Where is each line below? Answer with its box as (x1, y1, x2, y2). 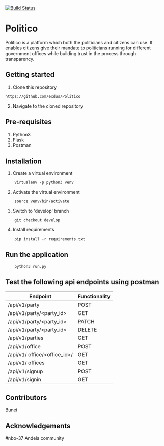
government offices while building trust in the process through (5, 50, 136, 56)
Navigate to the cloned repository (12, 102, 83, 109)
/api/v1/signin (8, 376, 42, 383)
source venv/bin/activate (14, 199, 70, 204)
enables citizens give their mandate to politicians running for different (5, 45, 151, 51)
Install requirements (12, 227, 54, 233)
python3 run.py (14, 264, 47, 269)
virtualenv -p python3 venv (14, 180, 74, 186)
